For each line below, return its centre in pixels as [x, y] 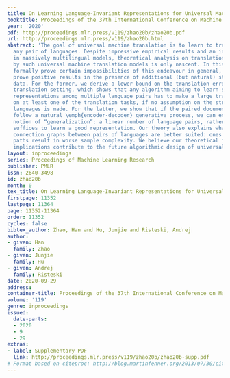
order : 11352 [26, 217]
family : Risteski [38, 275]
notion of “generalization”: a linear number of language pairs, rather [119, 122]
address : [20, 287]
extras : [18, 344]
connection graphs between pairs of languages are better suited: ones [118, 134]
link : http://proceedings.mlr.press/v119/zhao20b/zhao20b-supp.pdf [112, 357]
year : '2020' [26, 26]
